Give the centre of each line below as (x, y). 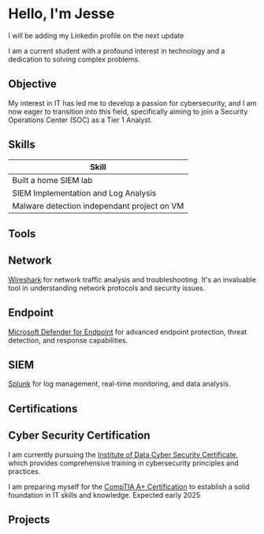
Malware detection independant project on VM (98, 206)
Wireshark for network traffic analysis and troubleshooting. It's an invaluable (132, 279)
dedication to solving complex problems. (74, 59)
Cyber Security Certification (80, 436)
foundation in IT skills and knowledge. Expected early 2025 (104, 495)
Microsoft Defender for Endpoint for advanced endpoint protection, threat (128, 331)
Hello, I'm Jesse (61, 14)
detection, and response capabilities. (68, 340)
